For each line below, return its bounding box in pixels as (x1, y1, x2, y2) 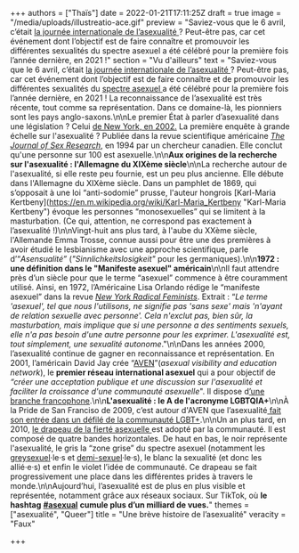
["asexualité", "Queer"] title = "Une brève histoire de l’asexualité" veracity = (10, 509, 287, 519)
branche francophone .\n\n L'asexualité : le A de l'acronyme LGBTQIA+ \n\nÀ (10, 395, 289, 406)
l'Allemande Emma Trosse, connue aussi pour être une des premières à (10, 235, 271, 245)
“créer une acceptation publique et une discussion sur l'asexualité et (10, 377, 263, 386)
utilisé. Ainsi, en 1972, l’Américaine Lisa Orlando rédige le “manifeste (10, 282, 261, 292)
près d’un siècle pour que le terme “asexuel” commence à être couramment (10, 272, 288, 283)
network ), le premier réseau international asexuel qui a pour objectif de (10, 367, 276, 378)
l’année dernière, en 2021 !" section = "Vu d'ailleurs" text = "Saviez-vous (10, 55, 277, 65)
